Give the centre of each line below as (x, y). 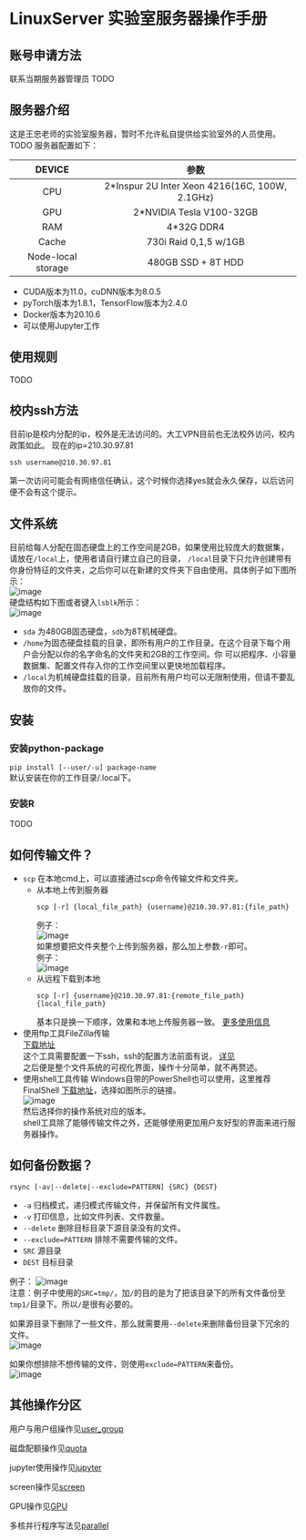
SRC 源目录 (42, 1250)
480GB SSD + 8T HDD (195, 262)
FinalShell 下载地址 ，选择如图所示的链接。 (102, 1090)
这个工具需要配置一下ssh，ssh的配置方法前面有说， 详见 (128, 1056)
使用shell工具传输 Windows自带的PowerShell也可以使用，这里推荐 (147, 1079)
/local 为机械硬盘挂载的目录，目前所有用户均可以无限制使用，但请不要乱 (158, 677)
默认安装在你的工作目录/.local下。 (73, 777)
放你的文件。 (46, 688)
